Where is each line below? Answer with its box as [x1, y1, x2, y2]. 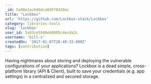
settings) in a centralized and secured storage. [5, 73, 100, 79]
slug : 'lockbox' [5, 26, 38, 31]
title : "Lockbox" [5, 12, 41, 17]
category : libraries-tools [5, 21, 60, 26]
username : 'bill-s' [5, 35, 45, 40]
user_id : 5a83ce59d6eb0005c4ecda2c [5, 30, 78, 35]
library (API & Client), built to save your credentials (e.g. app [23, 68, 145, 74]
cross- [133, 63, 147, 69]
